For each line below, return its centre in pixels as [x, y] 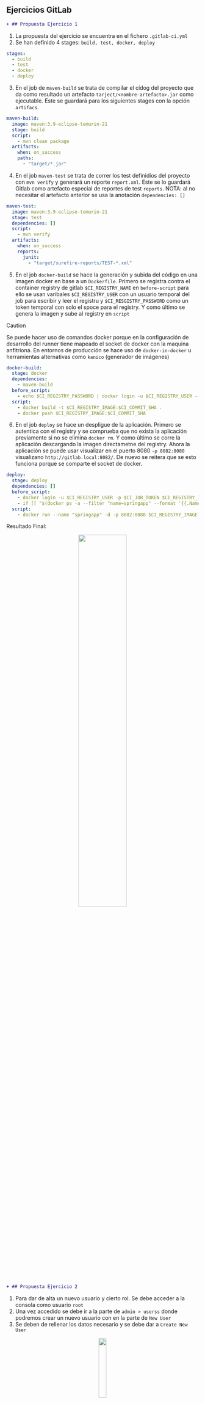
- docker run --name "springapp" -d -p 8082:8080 [82, 515]
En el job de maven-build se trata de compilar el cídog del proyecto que [104, 88]
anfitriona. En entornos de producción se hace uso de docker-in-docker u [99, 350]
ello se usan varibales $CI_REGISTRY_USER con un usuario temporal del [103, 294]
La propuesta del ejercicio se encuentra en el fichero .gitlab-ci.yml [101, 35]
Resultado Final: [27, 526]
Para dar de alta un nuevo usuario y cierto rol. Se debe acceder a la [100, 1298]
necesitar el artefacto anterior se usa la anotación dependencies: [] [100, 195]
